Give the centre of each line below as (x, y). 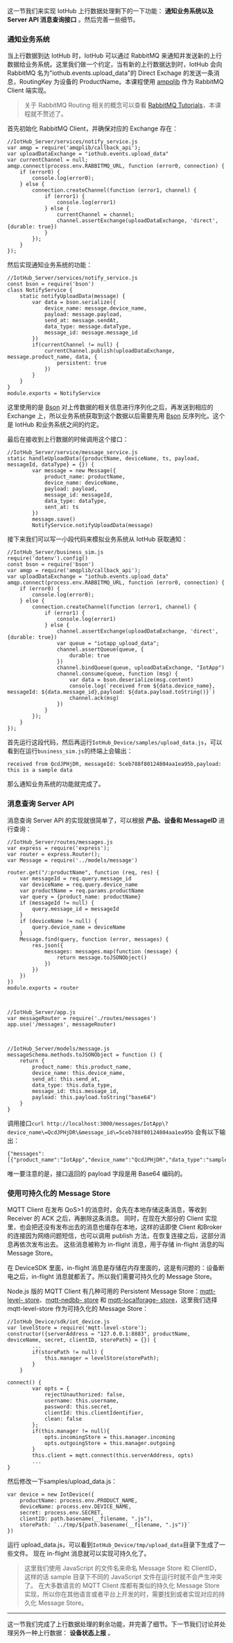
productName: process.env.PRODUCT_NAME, (79, 1500)
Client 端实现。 (28, 90)
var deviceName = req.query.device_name (79, 885)
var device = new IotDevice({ (51, 1494)
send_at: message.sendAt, (81, 321)
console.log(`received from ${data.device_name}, (142, 686)
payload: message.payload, (83, 315)
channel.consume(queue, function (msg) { (117, 674)
